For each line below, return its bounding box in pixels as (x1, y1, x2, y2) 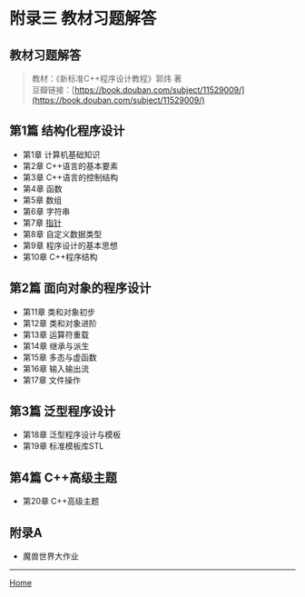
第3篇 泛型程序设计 (9, 403, 116, 419)
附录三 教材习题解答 (9, 8, 157, 29)
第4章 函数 (22, 183, 63, 194)
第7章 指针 (22, 217, 62, 228)
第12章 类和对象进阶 (22, 317, 97, 328)
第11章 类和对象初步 (22, 306, 96, 317)
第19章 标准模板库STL (22, 441, 104, 452)
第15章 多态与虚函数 (22, 352, 97, 363)
